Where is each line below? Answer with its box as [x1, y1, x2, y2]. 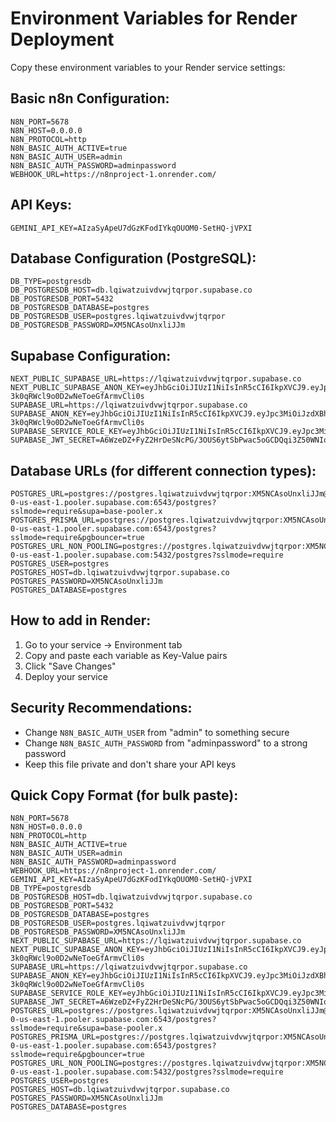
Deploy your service [24, 670, 108, 682]
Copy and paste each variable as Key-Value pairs [24, 649, 228, 661]
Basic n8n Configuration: [10, 90, 170, 107]
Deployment [10, 28, 115, 51]
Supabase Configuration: [10, 347, 172, 364]
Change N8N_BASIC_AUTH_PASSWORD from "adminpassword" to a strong [24, 737, 308, 749]
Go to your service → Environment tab [24, 638, 183, 651]
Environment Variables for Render [10, 7, 298, 30]
